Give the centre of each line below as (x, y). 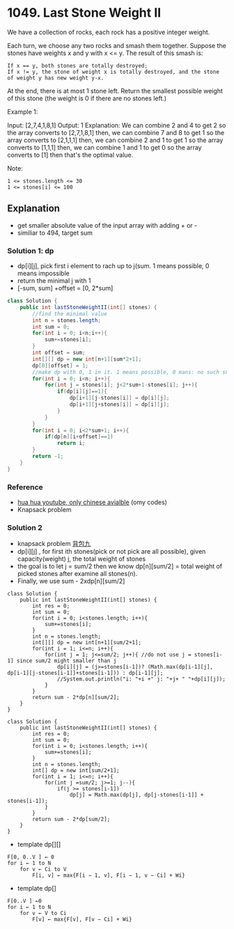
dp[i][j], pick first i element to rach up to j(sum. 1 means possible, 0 (113, 266)
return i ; (71, 444)
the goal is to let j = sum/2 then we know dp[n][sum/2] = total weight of (120, 566)
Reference (25, 487)
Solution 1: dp (31, 251)
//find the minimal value (70, 314)
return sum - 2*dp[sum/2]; (71, 820)
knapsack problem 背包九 (54, 544)
